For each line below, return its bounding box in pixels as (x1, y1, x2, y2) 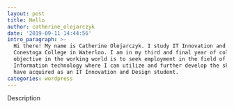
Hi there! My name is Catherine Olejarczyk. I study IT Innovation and (13, 43, 226, 49)
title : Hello (7, 17, 45, 24)
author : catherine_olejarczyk (7, 23, 95, 30)
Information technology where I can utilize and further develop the (13, 62, 219, 69)
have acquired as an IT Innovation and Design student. (13, 68, 179, 75)
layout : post (7, 10, 45, 17)
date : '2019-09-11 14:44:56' (7, 29, 92, 37)
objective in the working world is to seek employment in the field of (13, 56, 226, 63)
